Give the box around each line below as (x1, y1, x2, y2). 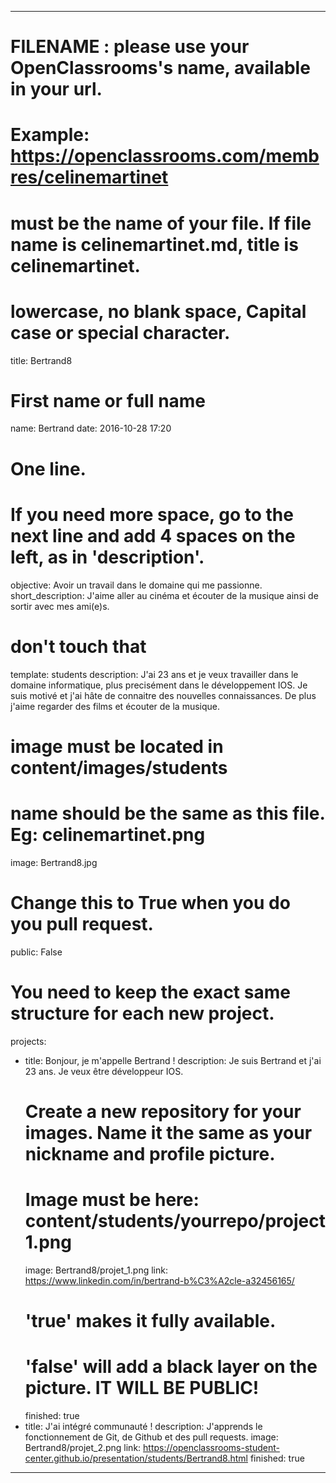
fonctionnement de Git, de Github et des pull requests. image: (24, 1431, 279, 1443)
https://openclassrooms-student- (143, 1441, 280, 1453)
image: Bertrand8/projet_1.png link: (24, 1264, 168, 1276)
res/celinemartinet (10, 166, 169, 189)
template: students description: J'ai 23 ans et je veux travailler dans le (10, 668, 299, 680)
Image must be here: (24, 1188, 200, 1211)
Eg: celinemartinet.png (10, 823, 206, 846)
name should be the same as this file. (10, 802, 325, 825)
